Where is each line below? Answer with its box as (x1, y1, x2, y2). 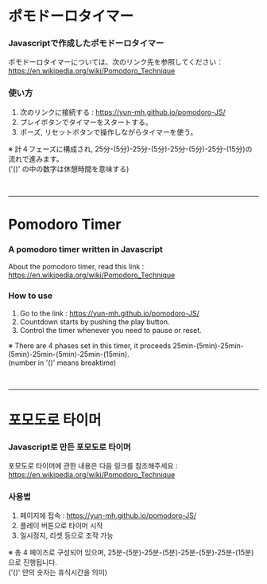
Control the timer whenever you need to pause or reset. (19, 325, 203, 335)
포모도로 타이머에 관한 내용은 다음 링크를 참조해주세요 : (8, 461, 178, 471)
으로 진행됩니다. (8, 558, 58, 567)
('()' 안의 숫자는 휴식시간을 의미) (8, 567, 108, 578)
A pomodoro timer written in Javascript (8, 244, 163, 255)
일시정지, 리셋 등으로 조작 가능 (19, 531, 114, 540)
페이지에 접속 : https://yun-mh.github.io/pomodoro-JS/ (19, 511, 197, 520)
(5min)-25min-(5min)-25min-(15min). (8, 349, 130, 359)
